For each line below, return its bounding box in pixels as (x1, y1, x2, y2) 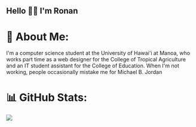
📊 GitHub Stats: (6, 91, 88, 104)
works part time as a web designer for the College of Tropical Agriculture (6, 56, 186, 63)
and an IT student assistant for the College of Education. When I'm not (6, 62, 179, 69)
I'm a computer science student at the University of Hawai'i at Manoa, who (6, 49, 190, 57)
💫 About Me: (6, 30, 69, 44)
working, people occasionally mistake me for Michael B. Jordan (6, 69, 163, 76)
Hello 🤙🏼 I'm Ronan (6, 6, 78, 16)
